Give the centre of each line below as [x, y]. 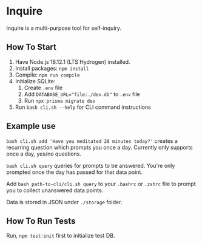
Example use [31, 126]
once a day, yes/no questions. [44, 154]
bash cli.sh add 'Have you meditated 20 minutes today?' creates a [92, 140]
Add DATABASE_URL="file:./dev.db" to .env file [82, 94]
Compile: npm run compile [47, 75]
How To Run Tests [41, 221]
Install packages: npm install [52, 68]
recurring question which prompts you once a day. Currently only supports [99, 147]
